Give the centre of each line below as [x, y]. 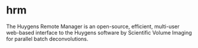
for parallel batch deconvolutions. [47, 39]
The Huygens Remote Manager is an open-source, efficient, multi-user [93, 26]
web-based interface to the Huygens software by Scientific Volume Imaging [99, 32]
